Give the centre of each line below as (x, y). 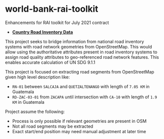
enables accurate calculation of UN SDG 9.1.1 (50, 62)
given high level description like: (37, 77)
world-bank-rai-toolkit (52, 9)
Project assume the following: (35, 112)
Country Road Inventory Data (43, 32)
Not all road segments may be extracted (53, 126)
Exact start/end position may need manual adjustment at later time (79, 131)
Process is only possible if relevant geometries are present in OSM (79, 121)
